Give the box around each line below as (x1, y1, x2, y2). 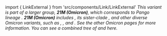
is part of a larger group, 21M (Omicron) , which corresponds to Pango (5, 9, 150, 15)
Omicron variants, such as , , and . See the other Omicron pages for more (5, 20, 156, 26)
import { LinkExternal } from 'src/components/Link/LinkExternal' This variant (5, 4, 162, 10)
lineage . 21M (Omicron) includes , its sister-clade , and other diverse (5, 15, 148, 20)
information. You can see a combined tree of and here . (5, 25, 118, 31)
